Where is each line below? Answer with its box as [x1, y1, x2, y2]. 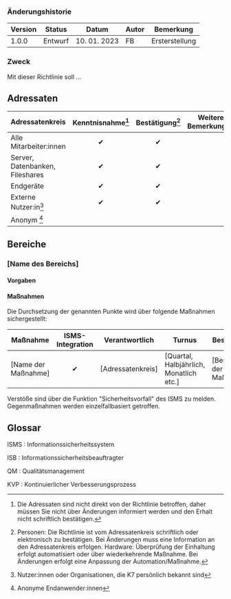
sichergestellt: [7, 315, 47, 323]
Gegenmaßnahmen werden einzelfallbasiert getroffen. [7, 402, 160, 410]
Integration [56, 339, 94, 349]
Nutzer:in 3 [10, 201, 44, 212]
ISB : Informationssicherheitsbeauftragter [7, 453, 124, 461]
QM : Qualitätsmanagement [7, 467, 85, 475]
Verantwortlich [104, 335, 155, 345]
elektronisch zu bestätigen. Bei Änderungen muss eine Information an [16, 535, 215, 543]
